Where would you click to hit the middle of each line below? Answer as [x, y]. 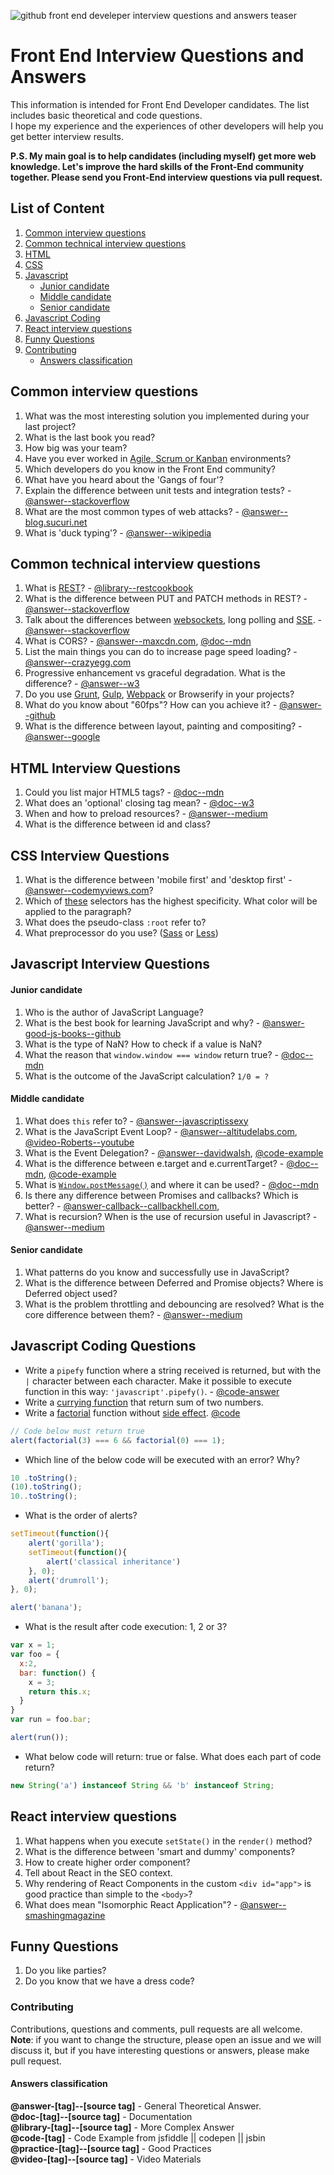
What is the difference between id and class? [118, 824]
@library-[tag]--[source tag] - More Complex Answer [122, 2127]
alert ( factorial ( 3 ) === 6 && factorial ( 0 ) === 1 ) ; [118, 1440]
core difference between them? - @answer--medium [133, 1314]
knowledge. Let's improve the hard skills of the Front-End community [157, 166]
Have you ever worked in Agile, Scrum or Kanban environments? [158, 458]
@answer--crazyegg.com [78, 662]
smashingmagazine [65, 1915]
